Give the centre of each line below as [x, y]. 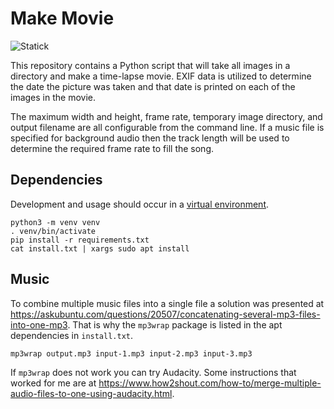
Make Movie [62, 18]
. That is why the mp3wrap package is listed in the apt [175, 324]
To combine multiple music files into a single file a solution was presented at [167, 303]
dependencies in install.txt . [72, 335]
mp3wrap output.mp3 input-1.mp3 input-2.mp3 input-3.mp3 [131, 353]
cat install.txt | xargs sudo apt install [100, 248]
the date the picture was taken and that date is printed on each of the [153, 86]
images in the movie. [53, 97]
